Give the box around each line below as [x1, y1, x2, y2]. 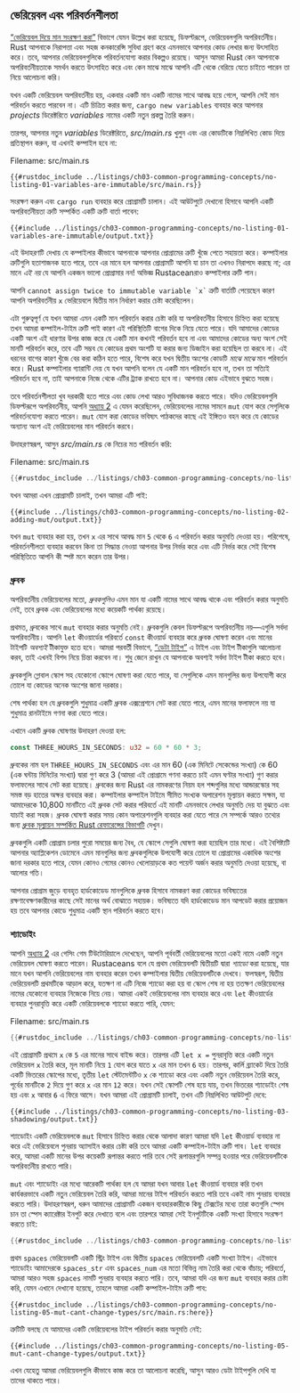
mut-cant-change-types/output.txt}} [10, 1349, 146, 1358]
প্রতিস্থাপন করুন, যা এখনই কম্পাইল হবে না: [10, 137, 118, 148]
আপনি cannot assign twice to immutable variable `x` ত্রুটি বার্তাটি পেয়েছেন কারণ [10, 285, 275, 296]
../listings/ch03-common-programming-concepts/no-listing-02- [53, 508, 290, 517]
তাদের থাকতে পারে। [10, 1374, 61, 1385]
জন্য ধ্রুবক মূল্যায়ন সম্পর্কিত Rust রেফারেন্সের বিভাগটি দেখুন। [10, 819, 166, 830]
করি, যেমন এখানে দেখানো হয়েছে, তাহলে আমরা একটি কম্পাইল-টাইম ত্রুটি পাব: [10, 1283, 207, 1293]
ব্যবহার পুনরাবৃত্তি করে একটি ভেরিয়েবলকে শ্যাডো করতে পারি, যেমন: [10, 998, 176, 1009]
